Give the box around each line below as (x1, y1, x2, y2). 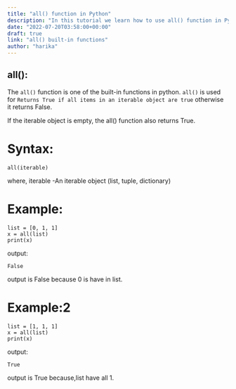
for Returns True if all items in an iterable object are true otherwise (7, 95, 224, 103)
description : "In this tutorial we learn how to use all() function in (7, 17, 221, 24)
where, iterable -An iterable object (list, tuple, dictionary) (7, 177, 171, 185)
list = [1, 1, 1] (7, 323, 58, 330)
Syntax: (7, 141, 54, 157)
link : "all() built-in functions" (7, 37, 109, 44)
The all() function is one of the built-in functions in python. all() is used (7, 87, 221, 96)
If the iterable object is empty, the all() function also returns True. (7, 116, 196, 125)
